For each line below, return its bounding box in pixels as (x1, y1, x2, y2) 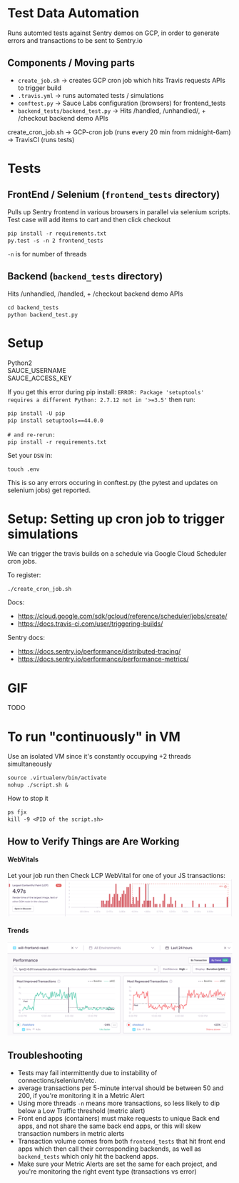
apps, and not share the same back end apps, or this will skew (17, 1122, 201, 1130)
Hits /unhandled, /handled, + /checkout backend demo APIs (7, 289, 183, 298)
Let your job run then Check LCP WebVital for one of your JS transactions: (7, 871, 226, 879)
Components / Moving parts (7, 57, 136, 69)
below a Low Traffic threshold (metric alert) (17, 1106, 146, 1115)
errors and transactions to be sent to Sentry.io (7, 36, 143, 44)
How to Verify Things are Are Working (7, 835, 180, 847)
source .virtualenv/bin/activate (7, 774, 107, 782)
